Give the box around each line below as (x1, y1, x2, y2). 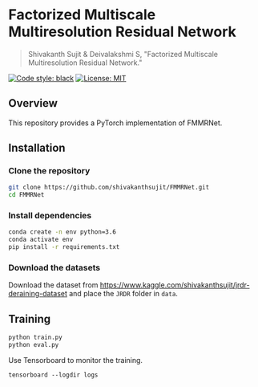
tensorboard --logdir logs (8, 371, 99, 379)
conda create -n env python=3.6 (8, 228, 116, 236)
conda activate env (8, 235, 74, 244)
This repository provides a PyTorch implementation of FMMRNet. (8, 118, 223, 128)
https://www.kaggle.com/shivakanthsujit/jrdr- (99, 280, 250, 290)
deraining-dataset (8, 289, 68, 299)
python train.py (8, 333, 62, 342)
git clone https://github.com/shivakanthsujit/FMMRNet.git (8, 183, 210, 192)
